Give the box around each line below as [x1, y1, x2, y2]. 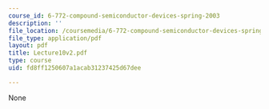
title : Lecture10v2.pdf [8, 49, 88, 57]
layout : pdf [8, 42, 48, 50]
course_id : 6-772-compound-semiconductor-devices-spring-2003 [8, 11, 220, 20]
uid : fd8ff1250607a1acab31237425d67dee [8, 64, 142, 72]
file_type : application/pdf [8, 34, 102, 42]
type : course [8, 57, 52, 65]
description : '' [8, 19, 62, 27]
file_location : [8, 26, 59, 34]
